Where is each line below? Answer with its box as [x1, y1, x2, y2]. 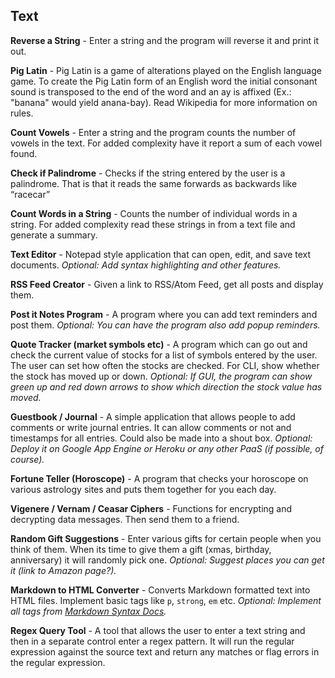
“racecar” [10, 188, 51, 200]
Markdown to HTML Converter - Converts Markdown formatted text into [10, 584, 311, 596]
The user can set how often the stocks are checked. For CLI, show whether [10, 359, 320, 371]
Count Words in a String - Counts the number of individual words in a [10, 207, 298, 219]
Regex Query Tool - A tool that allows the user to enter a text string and [10, 624, 306, 636]
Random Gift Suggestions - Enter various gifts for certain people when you [10, 532, 322, 544]
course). [10, 453, 45, 465]
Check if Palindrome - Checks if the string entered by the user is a [10, 167, 286, 179]
